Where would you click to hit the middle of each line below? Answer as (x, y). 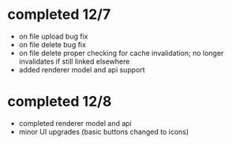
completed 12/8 (60, 102)
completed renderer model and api (75, 123)
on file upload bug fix (53, 36)
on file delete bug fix (52, 44)
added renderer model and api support (82, 69)
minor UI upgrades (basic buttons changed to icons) (104, 131)
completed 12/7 (59, 15)
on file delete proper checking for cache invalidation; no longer (121, 53)
